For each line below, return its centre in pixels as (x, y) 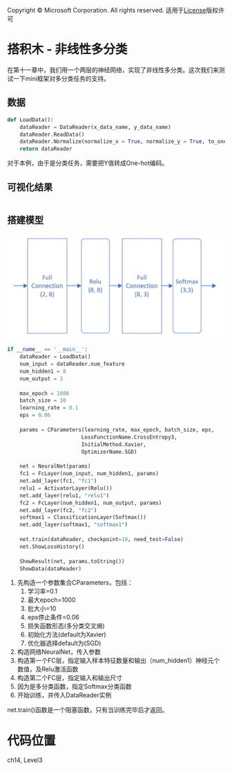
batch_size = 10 (43, 400)
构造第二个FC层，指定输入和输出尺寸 (70, 678)
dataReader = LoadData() (55, 357)
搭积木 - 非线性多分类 (67, 50)
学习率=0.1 (42, 592)
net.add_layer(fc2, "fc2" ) (58, 510)
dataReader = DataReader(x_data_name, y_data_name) (95, 127)
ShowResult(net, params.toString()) (72, 561)
